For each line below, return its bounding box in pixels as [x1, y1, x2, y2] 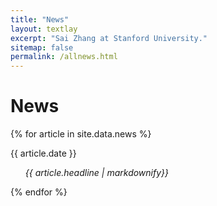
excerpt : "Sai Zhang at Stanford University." [10, 33, 208, 43]
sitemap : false [10, 42, 74, 53]
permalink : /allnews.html [10, 52, 118, 62]
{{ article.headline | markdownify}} [24, 167, 170, 179]
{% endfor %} [10, 186, 68, 198]
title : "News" [10, 14, 70, 25]
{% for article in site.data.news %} [10, 128, 152, 140]
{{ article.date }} [10, 147, 77, 160]
